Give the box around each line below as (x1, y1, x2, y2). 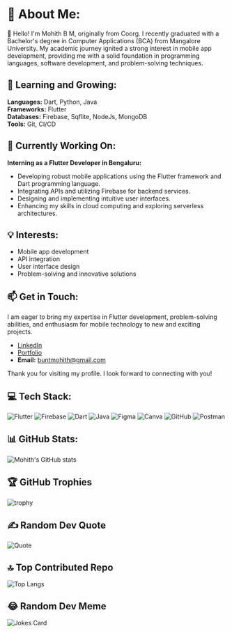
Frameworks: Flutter (7, 104, 67, 114)
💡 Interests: (7, 229, 59, 241)
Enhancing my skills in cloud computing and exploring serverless (17, 201, 204, 210)
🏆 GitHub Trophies (7, 476, 93, 488)
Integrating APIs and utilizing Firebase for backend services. (17, 187, 191, 195)
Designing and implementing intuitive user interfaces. (17, 194, 171, 203)
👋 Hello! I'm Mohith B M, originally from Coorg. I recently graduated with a (7, 29, 219, 38)
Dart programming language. (17, 179, 101, 187)
